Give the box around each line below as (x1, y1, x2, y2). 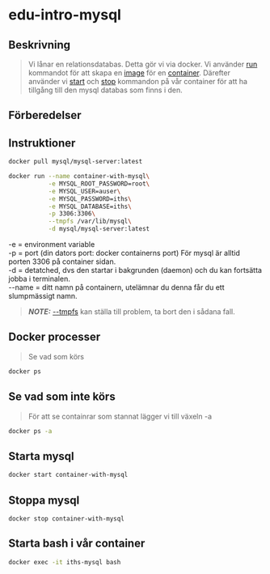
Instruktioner (8, 136, 76, 150)
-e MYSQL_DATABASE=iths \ (48, 202, 132, 210)
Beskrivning (8, 38, 71, 52)
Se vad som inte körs (8, 390, 116, 404)
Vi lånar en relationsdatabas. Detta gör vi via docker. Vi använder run (27, 59, 258, 69)
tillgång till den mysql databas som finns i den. (27, 85, 184, 95)
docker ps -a (8, 427, 53, 435)
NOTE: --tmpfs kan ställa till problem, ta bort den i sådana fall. (27, 307, 236, 317)
